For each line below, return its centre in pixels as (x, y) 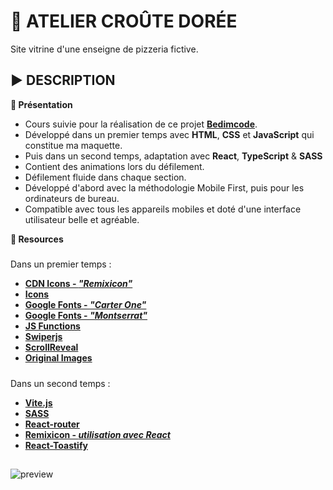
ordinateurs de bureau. (72, 198)
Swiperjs (43, 337)
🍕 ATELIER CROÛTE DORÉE (124, 21)
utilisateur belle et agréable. (82, 219)
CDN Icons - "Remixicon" (78, 284)
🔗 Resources (37, 239)
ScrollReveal (51, 347)
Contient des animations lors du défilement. (114, 166)
